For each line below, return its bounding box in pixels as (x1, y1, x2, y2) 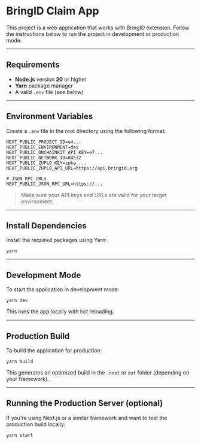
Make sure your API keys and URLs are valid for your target (20, 191, 167, 198)
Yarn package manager (14, 82, 74, 89)
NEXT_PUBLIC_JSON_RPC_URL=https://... (6, 181, 103, 187)
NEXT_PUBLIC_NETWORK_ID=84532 (6, 155, 82, 161)
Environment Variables (6, 111, 93, 122)
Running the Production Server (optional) (6, 398, 163, 409)
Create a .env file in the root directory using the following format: (6, 127, 166, 134)
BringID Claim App (6, 4, 100, 18)
